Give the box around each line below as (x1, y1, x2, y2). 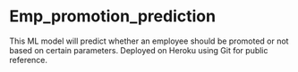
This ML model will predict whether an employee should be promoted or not (9, 36, 289, 46)
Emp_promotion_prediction (9, 6, 217, 27)
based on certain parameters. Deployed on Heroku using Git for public (9, 44, 268, 55)
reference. (9, 54, 47, 65)
